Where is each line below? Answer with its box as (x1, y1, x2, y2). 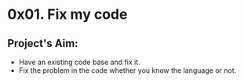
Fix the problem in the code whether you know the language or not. (18, 66, 237, 75)
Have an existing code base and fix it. (18, 57, 140, 67)
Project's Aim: (7, 37, 79, 50)
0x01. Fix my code (7, 5, 128, 23)
